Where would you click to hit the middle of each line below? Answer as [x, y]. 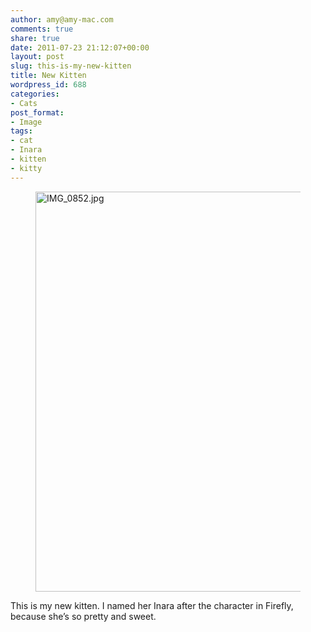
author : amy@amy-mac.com [62, 19]
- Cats [24, 103]
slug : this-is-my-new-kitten [71, 66]
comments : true [42, 29]
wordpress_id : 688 [48, 85]
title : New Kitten [48, 76]
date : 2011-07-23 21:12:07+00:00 [80, 47]
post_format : [37, 112]
